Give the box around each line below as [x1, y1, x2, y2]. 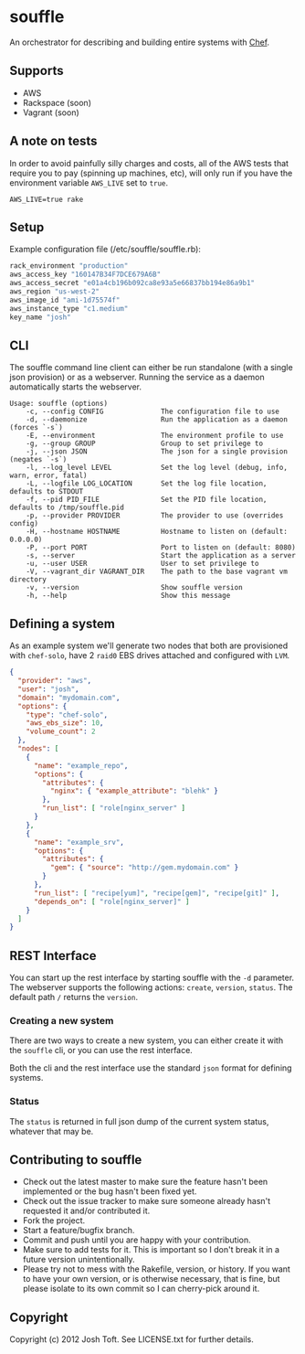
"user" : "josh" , [17, 684, 79, 694]
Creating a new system [9, 1014, 114, 1027]
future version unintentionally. [22, 1254, 135, 1265]
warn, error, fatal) [9, 471, 89, 481]
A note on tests [9, 133, 98, 149]
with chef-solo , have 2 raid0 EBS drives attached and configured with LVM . [9, 650, 290, 661]
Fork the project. [22, 1215, 86, 1226]
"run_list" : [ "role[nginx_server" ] [42, 804, 185, 813]
